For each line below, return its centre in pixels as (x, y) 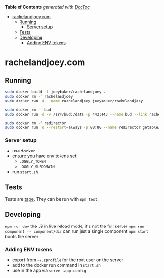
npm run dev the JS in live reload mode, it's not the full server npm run (75, 226)
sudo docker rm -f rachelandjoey (39, 96)
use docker (23, 151)
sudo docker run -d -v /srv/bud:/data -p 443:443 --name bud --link (76, 114)
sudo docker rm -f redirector (36, 123)
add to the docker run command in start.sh (56, 265)
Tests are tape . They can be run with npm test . (52, 199)
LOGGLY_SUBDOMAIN (37, 167)
